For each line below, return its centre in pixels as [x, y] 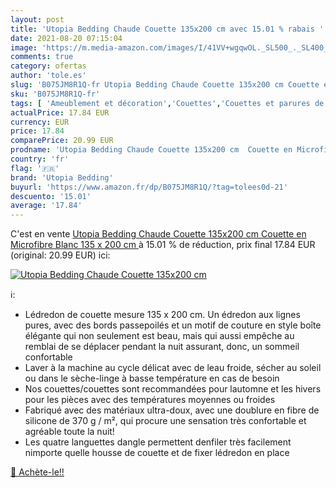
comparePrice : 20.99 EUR [62, 141]
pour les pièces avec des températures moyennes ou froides [150, 400]
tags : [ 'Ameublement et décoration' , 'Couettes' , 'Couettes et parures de [167, 103]
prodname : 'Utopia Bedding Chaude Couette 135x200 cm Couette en [151, 150]
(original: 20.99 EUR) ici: [60, 255]
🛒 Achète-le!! [37, 472]
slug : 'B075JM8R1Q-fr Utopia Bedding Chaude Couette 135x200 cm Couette [165, 85]
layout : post [37, 19]
